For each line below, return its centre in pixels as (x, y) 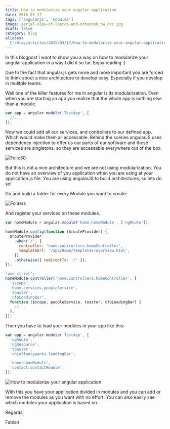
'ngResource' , (25, 345)
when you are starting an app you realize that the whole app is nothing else (83, 98)
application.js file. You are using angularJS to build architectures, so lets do (83, 179)
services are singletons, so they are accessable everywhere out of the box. (83, 148)
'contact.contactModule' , (37, 368)
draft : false (19, 29)
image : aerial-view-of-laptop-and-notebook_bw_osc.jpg (64, 24)
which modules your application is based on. (52, 402)
